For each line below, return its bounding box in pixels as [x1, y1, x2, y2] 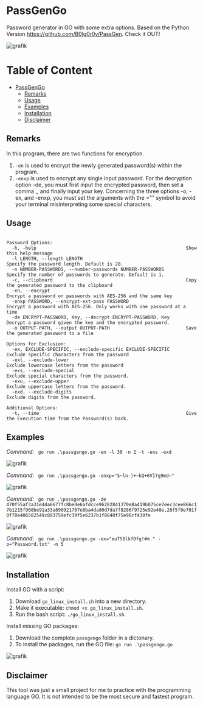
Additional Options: [6, 404, 59, 411]
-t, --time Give [12, 410, 198, 416]
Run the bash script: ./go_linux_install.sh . [15, 610, 126, 618]
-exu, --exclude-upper [12, 378, 69, 384]
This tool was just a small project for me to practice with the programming [6, 686, 191, 693]
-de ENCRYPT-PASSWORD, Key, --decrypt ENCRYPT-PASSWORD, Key [12, 314, 170, 320]
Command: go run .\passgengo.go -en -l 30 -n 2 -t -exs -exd [6, 448, 172, 456]
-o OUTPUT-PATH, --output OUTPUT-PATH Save [12, 325, 198, 331]
